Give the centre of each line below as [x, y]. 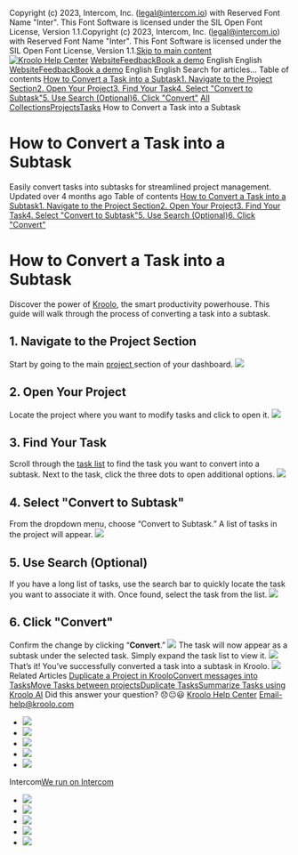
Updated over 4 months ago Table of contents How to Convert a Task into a [148, 196]
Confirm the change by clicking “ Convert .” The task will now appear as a [149, 645]
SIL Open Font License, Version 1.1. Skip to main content [110, 51]
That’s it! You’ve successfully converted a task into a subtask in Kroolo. [139, 665]
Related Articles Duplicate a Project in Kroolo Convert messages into [133, 675]
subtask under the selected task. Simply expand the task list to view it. [138, 655]
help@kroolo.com [41, 704]
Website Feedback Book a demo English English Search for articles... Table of [149, 69]
